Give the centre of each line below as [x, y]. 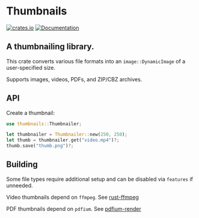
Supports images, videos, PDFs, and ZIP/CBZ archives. [74, 79]
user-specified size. [31, 67]
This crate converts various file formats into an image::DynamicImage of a [96, 61]
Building [22, 165]
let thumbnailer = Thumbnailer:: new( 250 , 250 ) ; [67, 135]
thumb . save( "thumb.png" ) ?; [40, 146]
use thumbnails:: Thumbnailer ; [44, 124]
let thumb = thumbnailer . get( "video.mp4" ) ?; [63, 140]
